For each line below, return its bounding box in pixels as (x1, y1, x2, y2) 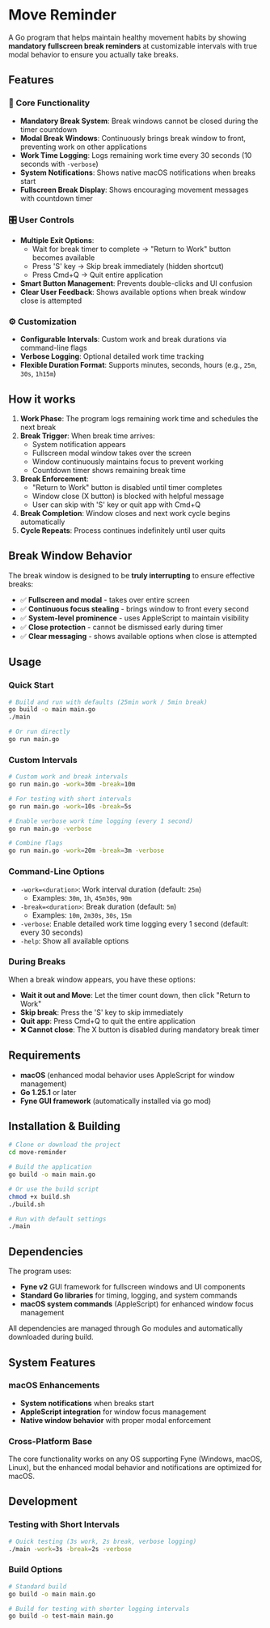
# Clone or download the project (8, 1140, 121, 1149)
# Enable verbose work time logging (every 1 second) (8, 816, 194, 825)
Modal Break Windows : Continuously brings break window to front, (19, 133, 247, 143)
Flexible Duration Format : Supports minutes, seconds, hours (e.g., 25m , (19, 360, 257, 370)
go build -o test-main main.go (8, 1612, 114, 1621)
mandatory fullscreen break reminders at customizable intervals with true (8, 40, 257, 50)
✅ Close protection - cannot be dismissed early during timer (19, 622, 224, 632)
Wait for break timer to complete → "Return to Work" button (32, 244, 231, 254)
